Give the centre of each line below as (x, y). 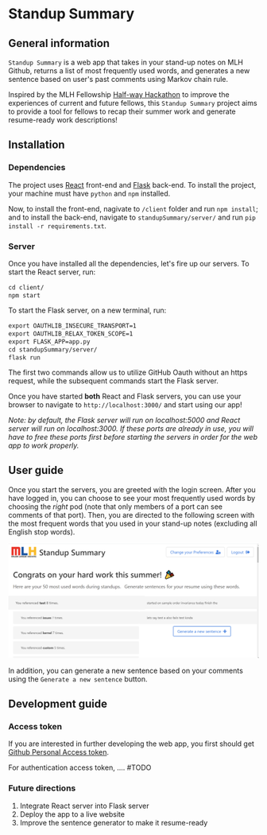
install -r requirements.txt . (58, 225)
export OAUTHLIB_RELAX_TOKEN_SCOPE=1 (71, 334)
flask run (25, 357)
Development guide (58, 704)
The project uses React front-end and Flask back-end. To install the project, (132, 184)
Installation (37, 145)
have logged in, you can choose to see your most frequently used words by (132, 498)
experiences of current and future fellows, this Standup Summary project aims (133, 103)
